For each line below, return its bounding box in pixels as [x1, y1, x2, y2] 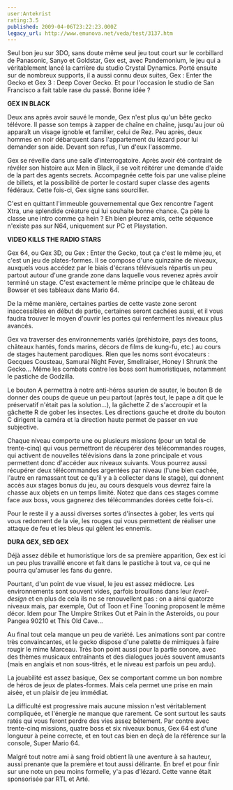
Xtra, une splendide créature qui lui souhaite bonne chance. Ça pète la [7, 207, 210, 215]
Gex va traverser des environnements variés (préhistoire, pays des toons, [7, 335, 218, 344]
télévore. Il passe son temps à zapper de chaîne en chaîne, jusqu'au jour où [7, 120, 225, 129]
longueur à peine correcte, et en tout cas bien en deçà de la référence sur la [7, 731, 227, 740]
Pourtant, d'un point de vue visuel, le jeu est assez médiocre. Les [7, 580, 195, 588]
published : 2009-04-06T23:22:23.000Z [7, 23, 117, 30]
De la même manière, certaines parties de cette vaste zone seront [7, 300, 197, 308]
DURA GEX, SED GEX [7, 538, 69, 546]
